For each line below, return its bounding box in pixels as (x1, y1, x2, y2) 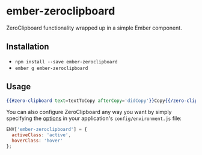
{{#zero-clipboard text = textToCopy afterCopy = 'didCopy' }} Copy (6, 98, 165, 104)
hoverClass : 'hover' (11, 138, 63, 144)
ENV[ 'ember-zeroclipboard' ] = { (6, 127, 87, 133)
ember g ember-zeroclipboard (14, 65, 88, 71)
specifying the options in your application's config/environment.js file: (6, 115, 182, 122)
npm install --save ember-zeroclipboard (14, 59, 118, 65)
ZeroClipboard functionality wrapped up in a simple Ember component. (6, 24, 182, 31)
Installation (6, 42, 49, 52)
